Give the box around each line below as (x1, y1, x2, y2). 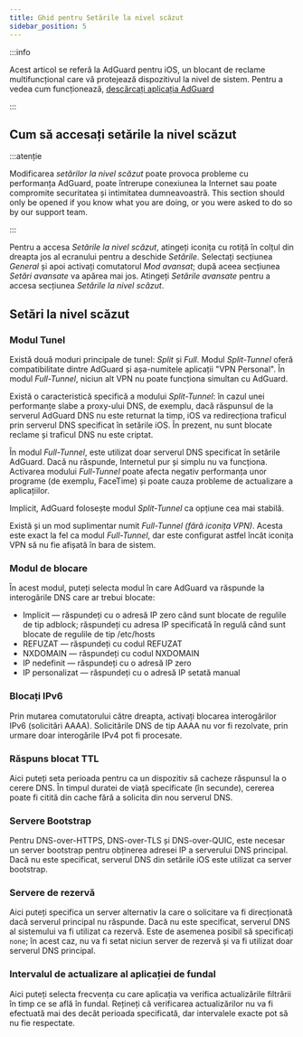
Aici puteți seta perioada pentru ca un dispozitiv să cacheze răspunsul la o (9, 772, 287, 783)
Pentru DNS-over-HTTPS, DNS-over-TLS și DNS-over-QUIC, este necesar (9, 835, 285, 846)
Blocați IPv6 (9, 690, 63, 702)
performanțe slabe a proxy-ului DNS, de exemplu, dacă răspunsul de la (9, 401, 274, 411)
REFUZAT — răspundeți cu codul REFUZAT (22, 638, 183, 649)
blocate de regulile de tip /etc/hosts (22, 629, 156, 640)
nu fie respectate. (9, 1017, 75, 1028)
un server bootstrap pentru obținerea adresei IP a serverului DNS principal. (9, 844, 289, 855)
